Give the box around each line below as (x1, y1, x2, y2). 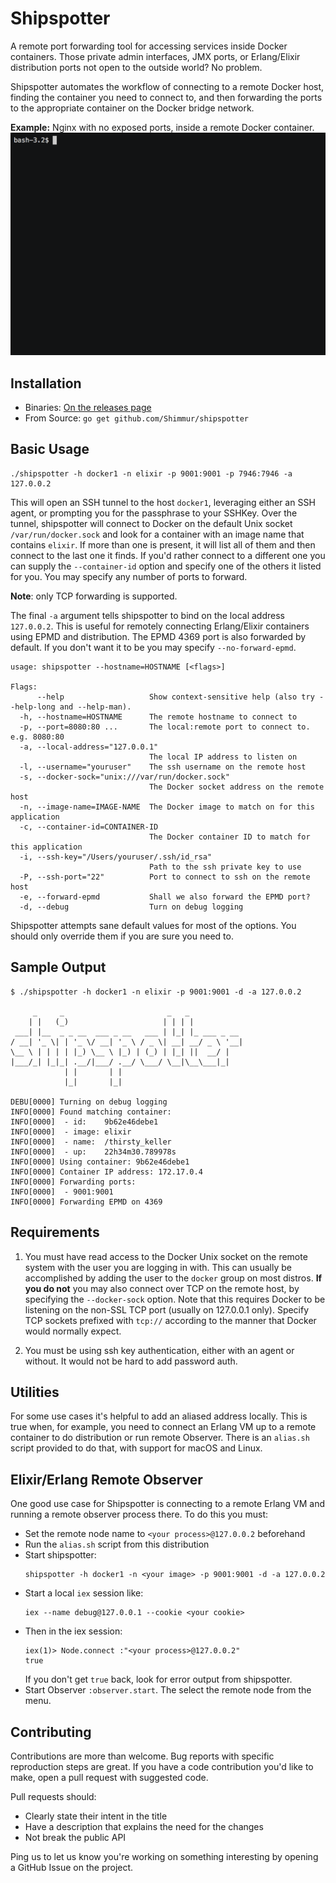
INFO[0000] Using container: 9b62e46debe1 (10, 1157, 190, 1167)
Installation (10, 375, 82, 392)
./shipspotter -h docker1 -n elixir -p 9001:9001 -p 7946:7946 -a (10, 468, 293, 479)
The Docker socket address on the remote (148, 782, 325, 792)
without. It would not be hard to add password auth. (24, 1355, 238, 1367)
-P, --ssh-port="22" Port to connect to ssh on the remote (19, 872, 311, 882)
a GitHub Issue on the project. (10, 1861, 134, 1873)
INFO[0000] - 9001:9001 (10, 1187, 114, 1197)
